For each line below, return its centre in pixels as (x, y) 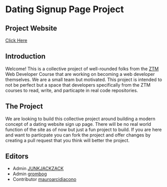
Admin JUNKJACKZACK (38, 169)
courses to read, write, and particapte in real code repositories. (72, 90)
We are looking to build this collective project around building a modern (80, 119)
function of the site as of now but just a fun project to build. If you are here (83, 129)
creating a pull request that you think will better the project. (67, 140)
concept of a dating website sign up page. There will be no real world (78, 124)
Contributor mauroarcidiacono (44, 179)
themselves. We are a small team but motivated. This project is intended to (84, 79)
